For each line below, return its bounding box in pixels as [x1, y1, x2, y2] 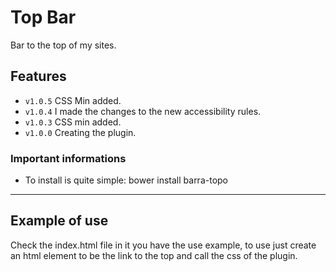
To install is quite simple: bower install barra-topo [24, 174, 228, 186]
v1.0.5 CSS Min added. [24, 94, 122, 106]
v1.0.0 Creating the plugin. [24, 126, 137, 138]
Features [10, 68, 67, 85]
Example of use [10, 212, 109, 230]
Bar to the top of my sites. [10, 39, 117, 51]
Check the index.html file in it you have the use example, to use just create [10, 239, 317, 251]
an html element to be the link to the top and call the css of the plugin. [10, 249, 298, 261]
